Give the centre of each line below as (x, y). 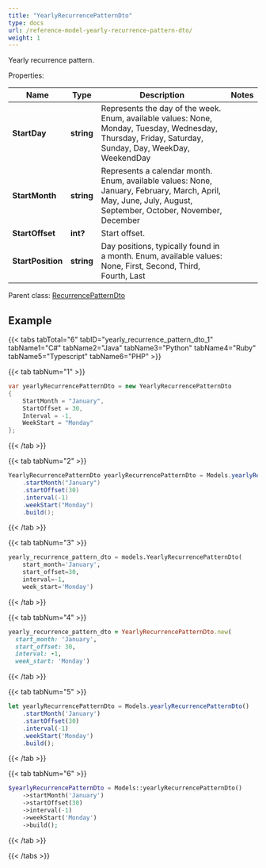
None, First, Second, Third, (150, 266)
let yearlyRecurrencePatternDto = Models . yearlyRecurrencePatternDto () (129, 706)
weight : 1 (25, 38)
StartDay (29, 133)
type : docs (26, 23)
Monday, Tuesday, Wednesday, (159, 128)
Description (162, 95)
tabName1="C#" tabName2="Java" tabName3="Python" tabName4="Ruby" (132, 348)
